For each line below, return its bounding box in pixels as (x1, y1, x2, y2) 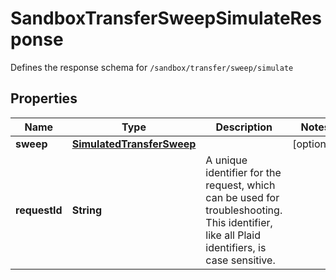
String (71, 203, 102, 217)
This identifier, (205, 215, 273, 229)
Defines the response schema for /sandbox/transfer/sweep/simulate (10, 61, 294, 73)
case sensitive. (205, 253, 276, 267)
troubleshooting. (205, 203, 283, 217)
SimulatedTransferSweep (71, 137, 197, 151)
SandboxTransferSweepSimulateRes (10, 7, 322, 30)
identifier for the (205, 165, 282, 179)
